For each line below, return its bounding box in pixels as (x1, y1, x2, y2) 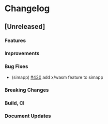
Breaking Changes (4, 86, 49, 93)
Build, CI (4, 100, 25, 106)
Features (4, 37, 26, 44)
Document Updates (4, 113, 51, 120)
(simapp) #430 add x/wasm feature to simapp (11, 74, 104, 80)
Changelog (4, 3, 50, 14)
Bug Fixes (4, 63, 29, 70)
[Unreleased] (4, 22, 46, 31)
